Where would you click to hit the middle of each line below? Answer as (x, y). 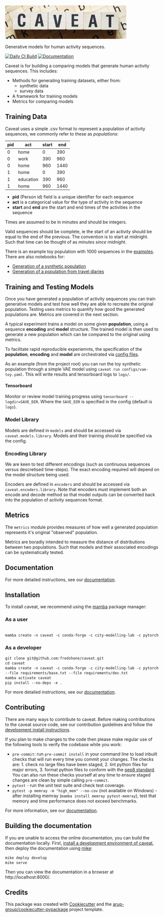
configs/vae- (135, 370)
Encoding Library (26, 453)
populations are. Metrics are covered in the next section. (62, 314)
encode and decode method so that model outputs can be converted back (80, 495)
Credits (17, 892)
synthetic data (34, 86)
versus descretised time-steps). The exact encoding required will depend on (82, 469)
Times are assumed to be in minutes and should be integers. (66, 222)
